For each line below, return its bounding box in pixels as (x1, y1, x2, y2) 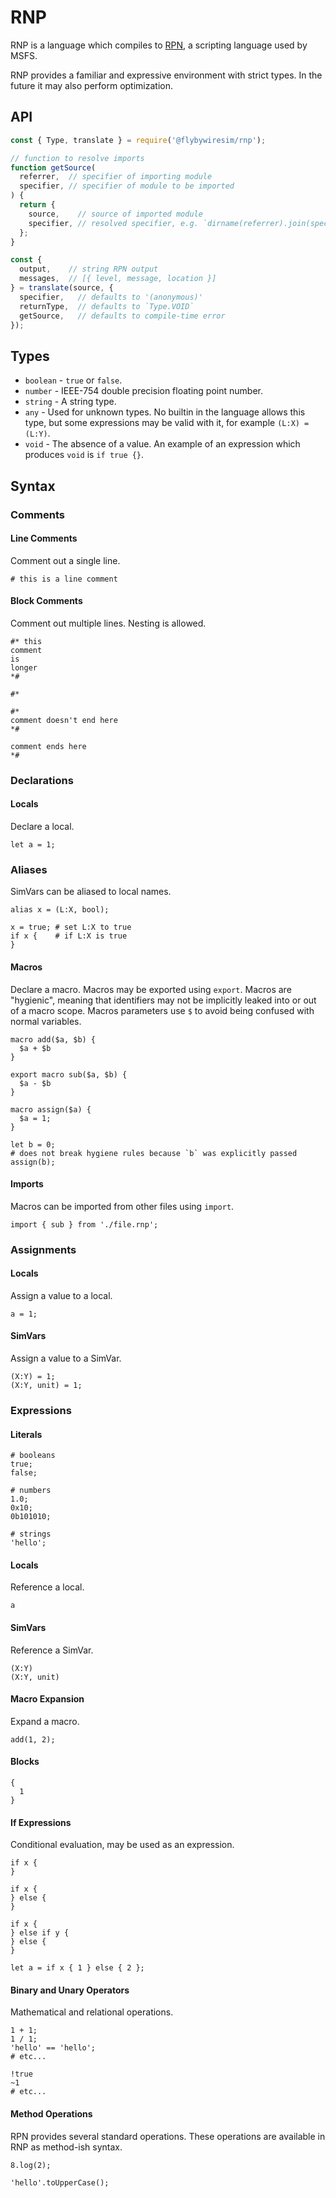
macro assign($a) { (10, 1104, 92, 1115)
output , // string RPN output (19, 264, 159, 275)
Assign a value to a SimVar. (10, 1352, 122, 1365)
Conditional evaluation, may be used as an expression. (10, 1839, 235, 1851)
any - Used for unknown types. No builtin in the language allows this (24, 406, 306, 418)
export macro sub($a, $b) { (10, 1069, 128, 1080)
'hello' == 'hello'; (10, 2043, 97, 2053)
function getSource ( (10, 162, 97, 173)
